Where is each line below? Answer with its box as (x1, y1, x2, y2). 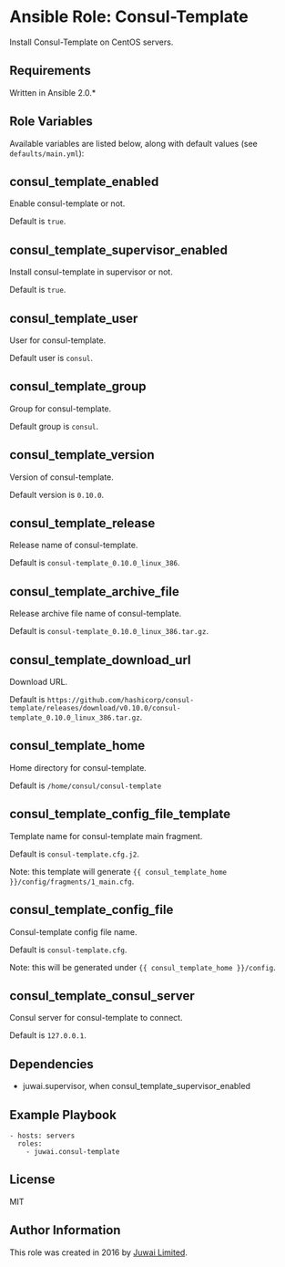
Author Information (9, 1222, 121, 1238)
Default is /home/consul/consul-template (9, 780, 162, 791)
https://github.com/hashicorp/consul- (46, 696, 194, 705)
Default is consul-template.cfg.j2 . (9, 848, 139, 859)
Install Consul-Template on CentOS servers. (9, 36, 174, 47)
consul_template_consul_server (9, 988, 196, 1003)
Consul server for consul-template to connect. (9, 1013, 184, 1023)
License (9, 1172, 56, 1188)
